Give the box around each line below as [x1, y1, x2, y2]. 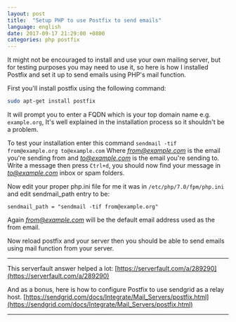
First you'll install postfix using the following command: [7, 84, 166, 93]
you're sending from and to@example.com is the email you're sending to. [7, 154, 220, 162]
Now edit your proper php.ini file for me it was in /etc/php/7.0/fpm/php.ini [7, 182, 225, 190]
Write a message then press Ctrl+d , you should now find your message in [7, 161, 221, 169]
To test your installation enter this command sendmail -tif [7, 139, 177, 147]
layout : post [7, 10, 46, 18]
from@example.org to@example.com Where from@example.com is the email [7, 147, 221, 154]
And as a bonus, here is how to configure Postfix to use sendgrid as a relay [7, 286, 225, 293]
